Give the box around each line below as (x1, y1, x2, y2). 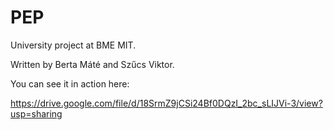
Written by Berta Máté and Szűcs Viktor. (10, 58, 175, 70)
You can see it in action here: (10, 77, 130, 90)
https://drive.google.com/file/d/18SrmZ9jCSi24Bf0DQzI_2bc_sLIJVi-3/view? (10, 97, 323, 109)
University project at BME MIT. (10, 39, 137, 51)
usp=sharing (10, 107, 63, 120)
